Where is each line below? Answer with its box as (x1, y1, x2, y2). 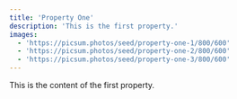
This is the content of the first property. (9, 80, 155, 90)
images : (9, 30, 39, 39)
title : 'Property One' (9, 13, 94, 22)
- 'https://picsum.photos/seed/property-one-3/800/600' (17, 55, 231, 64)
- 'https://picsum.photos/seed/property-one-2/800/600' (17, 47, 231, 56)
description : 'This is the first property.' (9, 22, 179, 31)
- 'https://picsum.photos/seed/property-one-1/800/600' (17, 38, 231, 48)
